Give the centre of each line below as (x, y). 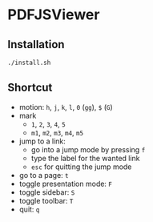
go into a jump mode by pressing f (88, 149)
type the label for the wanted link (86, 158)
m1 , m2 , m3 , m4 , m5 (57, 132)
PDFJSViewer (54, 15)
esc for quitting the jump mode (81, 167)
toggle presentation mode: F (66, 184)
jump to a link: (42, 141)
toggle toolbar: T (46, 200)
